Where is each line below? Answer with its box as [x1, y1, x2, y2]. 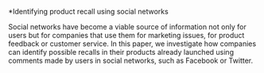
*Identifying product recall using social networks [8, 7, 169, 16]
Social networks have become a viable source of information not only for [8, 22, 247, 31]
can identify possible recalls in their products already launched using [8, 48, 235, 56]
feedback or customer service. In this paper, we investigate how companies [8, 39, 257, 48]
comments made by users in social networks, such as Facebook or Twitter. [8, 56, 253, 65]
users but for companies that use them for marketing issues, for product [8, 31, 245, 40]
